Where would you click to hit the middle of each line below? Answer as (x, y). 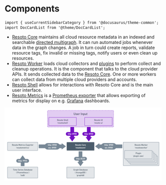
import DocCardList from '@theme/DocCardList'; (55, 27)
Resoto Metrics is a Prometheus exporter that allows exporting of (79, 95)
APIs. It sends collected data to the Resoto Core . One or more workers (84, 74)
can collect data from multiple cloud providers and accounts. (74, 79)
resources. (23, 58)
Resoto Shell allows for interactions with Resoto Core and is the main (82, 84)
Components (32, 9)
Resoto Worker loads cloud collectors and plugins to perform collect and (86, 63)
